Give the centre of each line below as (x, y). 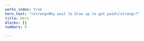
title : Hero (17, 18)
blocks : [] (16, 23)
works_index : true (24, 9)
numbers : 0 (16, 27)
